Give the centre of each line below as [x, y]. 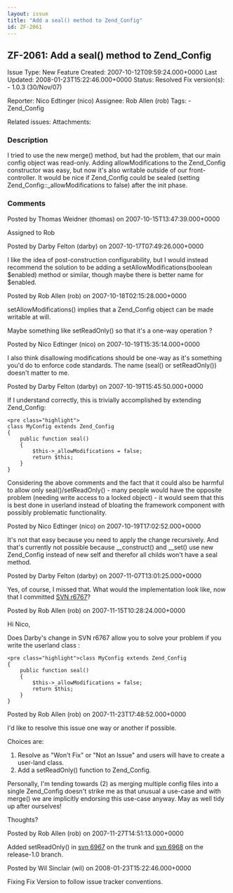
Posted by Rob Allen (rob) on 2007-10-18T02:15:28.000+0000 [97, 295]
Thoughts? [23, 819]
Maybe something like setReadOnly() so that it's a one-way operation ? [110, 330]
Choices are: [26, 741]
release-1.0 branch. [35, 854]
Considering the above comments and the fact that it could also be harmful [116, 482]
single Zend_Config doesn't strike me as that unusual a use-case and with [114, 791]
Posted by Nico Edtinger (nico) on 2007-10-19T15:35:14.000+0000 [104, 344]
